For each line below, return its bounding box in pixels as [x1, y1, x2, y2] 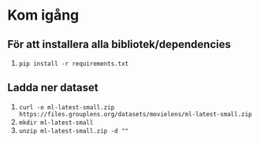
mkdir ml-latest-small [18, 119, 94, 126]
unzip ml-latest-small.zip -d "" [18, 126, 129, 135]
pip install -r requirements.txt [18, 60, 129, 68]
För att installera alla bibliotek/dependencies [7, 38, 232, 51]
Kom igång [7, 6, 80, 24]
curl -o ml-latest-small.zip [18, 103, 115, 112]
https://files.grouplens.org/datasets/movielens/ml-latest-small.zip [18, 110, 253, 118]
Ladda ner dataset [7, 81, 99, 94]
